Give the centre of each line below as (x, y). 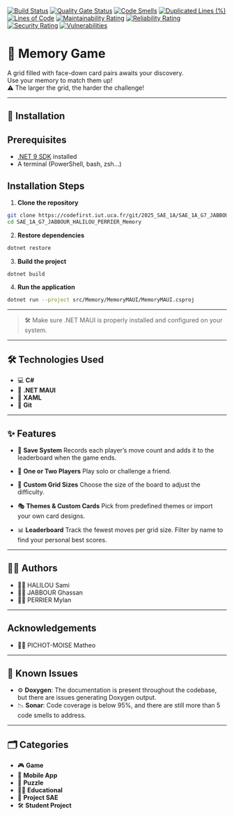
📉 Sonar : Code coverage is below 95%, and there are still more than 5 (119, 705)
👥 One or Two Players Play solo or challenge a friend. (94, 471)
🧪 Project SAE (38, 798)
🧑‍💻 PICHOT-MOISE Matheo (56, 645)
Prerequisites (37, 140)
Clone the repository (48, 203)
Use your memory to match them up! (60, 80)
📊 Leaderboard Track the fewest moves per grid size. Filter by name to (120, 530)
